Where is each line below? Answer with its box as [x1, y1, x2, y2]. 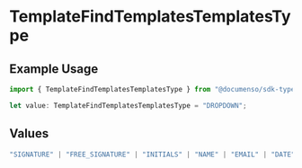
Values [9, 126, 49, 141]
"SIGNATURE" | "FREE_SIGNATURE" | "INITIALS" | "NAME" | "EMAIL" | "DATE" [9, 150, 296, 159]
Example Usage [9, 61, 99, 76]
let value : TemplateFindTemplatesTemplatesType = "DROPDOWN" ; [9, 101, 247, 110]
